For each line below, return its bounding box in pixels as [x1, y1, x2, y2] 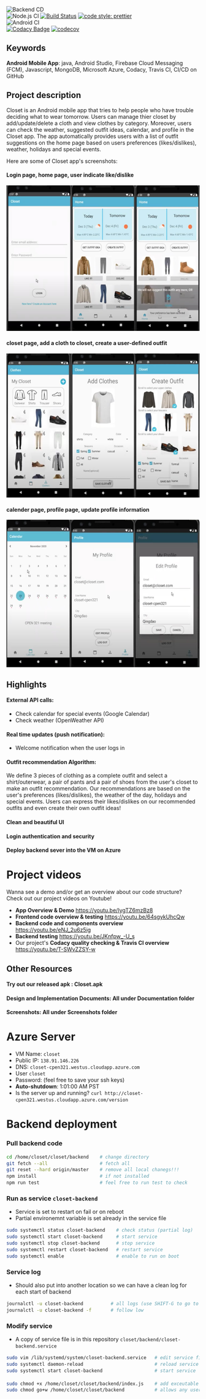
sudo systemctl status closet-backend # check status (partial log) [6, 1227, 193, 1234]
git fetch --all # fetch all [6, 1160, 131, 1167]
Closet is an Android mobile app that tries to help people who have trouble [6, 106, 194, 113]
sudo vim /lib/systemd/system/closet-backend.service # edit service [6, 1355, 193, 1361]
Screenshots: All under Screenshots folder [6, 1009, 118, 1016]
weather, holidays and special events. [6, 145, 101, 153]
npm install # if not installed [6, 1173, 150, 1180]
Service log [6, 1267, 41, 1276]
